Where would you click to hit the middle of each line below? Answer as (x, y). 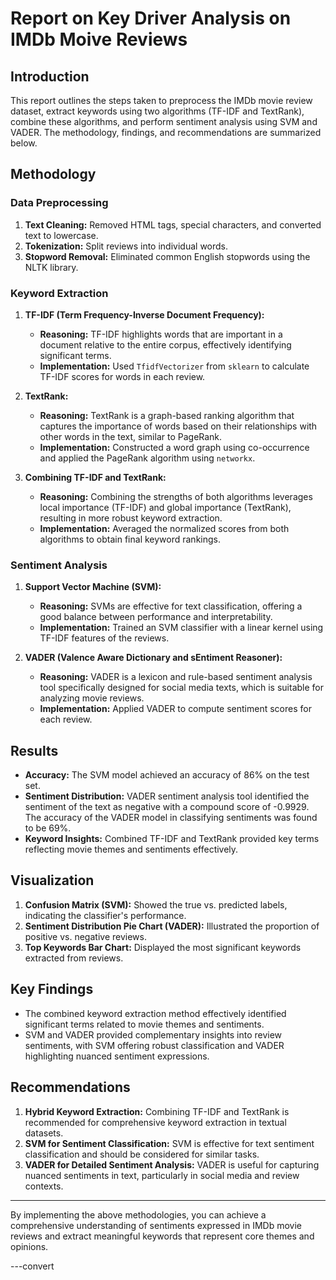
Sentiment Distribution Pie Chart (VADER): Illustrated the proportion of (172, 926)
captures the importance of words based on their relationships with (178, 426)
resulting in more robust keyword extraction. (131, 518)
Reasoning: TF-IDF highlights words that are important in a (161, 334)
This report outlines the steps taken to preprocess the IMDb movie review (161, 100)
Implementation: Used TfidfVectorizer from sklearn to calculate (174, 366)
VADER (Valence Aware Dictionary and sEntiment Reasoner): (153, 658)
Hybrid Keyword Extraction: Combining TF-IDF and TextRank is (157, 1111)
